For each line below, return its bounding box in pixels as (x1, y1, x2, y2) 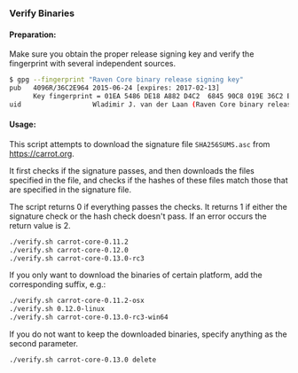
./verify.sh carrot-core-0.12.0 (9, 245, 129, 254)
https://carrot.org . (9, 148, 75, 159)
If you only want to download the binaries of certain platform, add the (9, 269, 263, 281)
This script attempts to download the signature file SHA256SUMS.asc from (9, 138, 271, 149)
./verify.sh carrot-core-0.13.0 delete (9, 355, 157, 365)
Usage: (9, 119, 37, 130)
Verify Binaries (9, 7, 75, 19)
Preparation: (9, 29, 57, 40)
